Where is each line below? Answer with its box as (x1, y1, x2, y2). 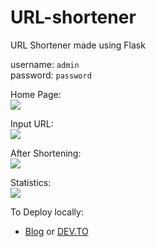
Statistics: (10, 176, 52, 188)
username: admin (10, 58, 80, 70)
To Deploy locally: (10, 206, 84, 218)
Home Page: (10, 88, 62, 100)
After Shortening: (10, 147, 82, 159)
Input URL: (10, 117, 54, 130)
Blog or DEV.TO (24, 225, 89, 237)
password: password (10, 69, 92, 81)
